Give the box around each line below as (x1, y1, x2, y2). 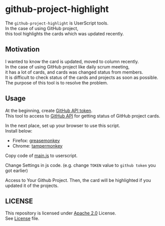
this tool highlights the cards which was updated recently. (5, 30, 124, 36)
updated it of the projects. (5, 182, 59, 188)
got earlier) (5, 167, 28, 173)
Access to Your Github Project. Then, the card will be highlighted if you (5, 177, 151, 183)
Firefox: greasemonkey (12, 137, 60, 143)
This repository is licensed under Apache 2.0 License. (5, 210, 116, 216)
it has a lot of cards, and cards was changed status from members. (5, 69, 143, 75)
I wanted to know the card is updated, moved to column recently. (5, 58, 139, 64)
